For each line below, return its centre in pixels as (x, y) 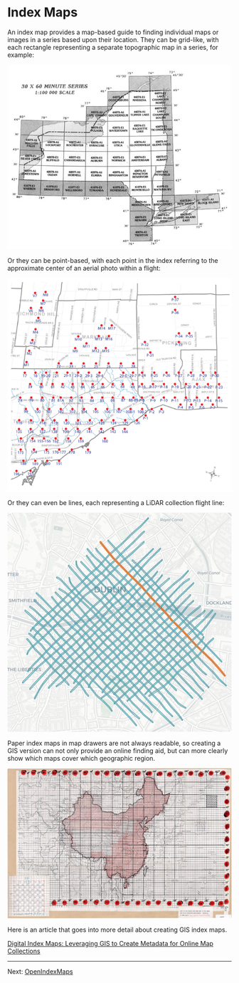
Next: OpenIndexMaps (40, 972)
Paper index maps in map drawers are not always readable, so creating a (114, 743)
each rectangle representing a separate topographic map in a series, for (113, 47)
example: (21, 55)
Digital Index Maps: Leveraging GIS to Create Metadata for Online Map (110, 944)
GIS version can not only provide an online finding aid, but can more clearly (118, 751)
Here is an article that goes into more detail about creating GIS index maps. (117, 930)
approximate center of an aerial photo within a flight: (84, 268)
